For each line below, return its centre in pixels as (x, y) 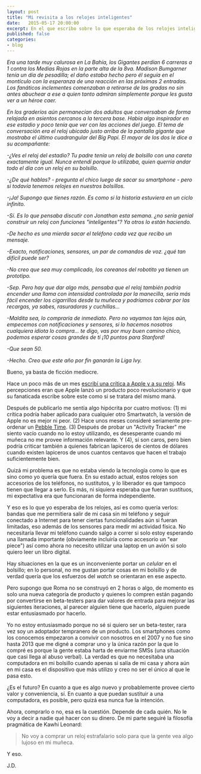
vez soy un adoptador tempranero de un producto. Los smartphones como (98, 631)
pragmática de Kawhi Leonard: (44, 724)
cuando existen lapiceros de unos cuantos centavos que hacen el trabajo (97, 452)
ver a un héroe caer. (32, 100)
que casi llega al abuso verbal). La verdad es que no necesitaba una (91, 657)
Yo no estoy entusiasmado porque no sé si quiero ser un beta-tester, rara (97, 625)
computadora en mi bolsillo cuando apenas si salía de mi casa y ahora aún (98, 663)
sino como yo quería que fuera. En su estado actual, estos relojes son (92, 476)
